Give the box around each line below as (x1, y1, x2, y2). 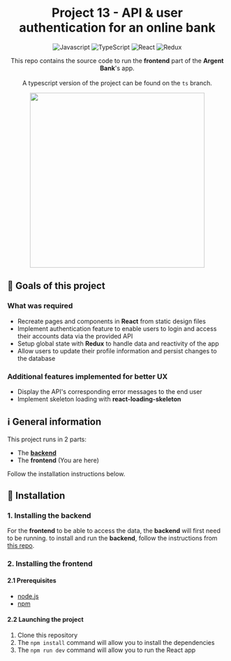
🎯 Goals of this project (7, 280, 106, 292)
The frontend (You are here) (17, 456, 99, 464)
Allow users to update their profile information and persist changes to (17, 346, 218, 355)
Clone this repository (17, 631, 78, 639)
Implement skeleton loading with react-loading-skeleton (17, 395, 181, 403)
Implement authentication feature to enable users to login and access (17, 324, 217, 333)
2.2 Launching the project (7, 616, 84, 624)
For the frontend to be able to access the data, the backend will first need (7, 527, 221, 535)
